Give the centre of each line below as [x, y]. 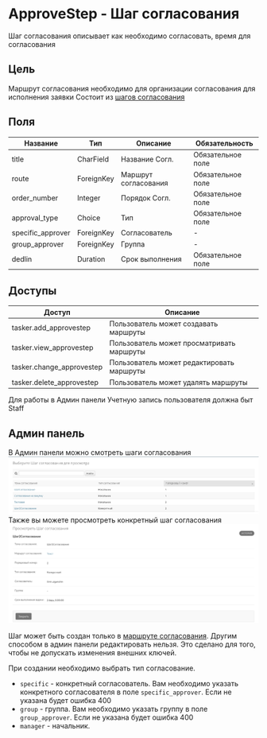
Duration [91, 259]
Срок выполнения [151, 259]
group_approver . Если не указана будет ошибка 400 [106, 717]
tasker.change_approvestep [57, 367]
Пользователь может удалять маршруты [178, 382]
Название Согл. [147, 159]
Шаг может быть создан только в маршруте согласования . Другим [123, 636]
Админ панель [46, 433]
